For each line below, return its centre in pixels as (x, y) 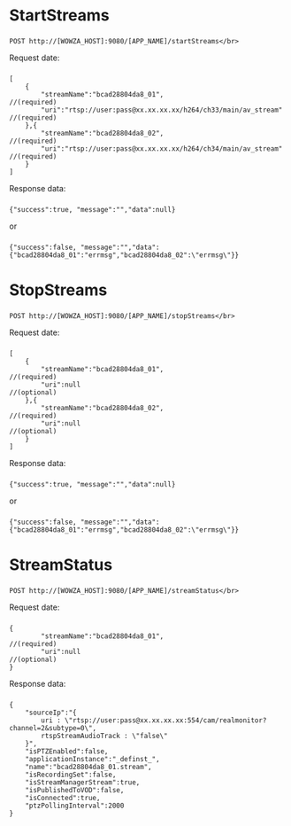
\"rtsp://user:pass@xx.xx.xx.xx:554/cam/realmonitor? (166, 720)
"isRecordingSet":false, (71, 775)
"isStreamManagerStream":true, (83, 782)
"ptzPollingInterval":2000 (75, 806)
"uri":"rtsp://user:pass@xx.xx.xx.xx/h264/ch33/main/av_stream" (162, 110)
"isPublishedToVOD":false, (75, 790)
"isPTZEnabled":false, (67, 751)
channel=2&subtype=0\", (53, 728)
